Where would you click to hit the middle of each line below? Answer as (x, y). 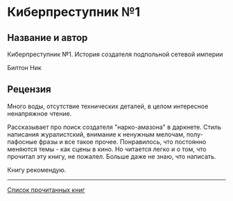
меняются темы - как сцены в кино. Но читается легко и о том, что (107, 149)
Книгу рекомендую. (37, 170)
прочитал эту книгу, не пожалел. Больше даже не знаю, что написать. (112, 156)
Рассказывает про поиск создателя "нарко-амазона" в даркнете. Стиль (114, 127)
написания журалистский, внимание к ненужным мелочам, (96, 134)
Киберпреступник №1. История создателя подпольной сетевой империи (115, 54)
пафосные (22, 141)
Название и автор (48, 38)
